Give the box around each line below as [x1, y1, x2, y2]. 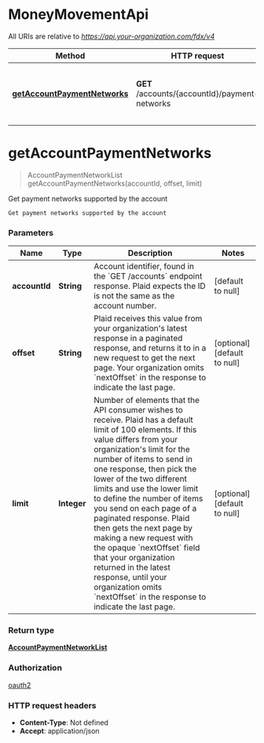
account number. [93, 301, 157, 312]
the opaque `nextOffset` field [93, 542, 200, 553]
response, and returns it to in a [93, 342, 207, 353]
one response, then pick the [93, 464, 197, 475]
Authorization [8, 663, 63, 674]
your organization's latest [93, 323, 188, 334]
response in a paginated [93, 333, 183, 344]
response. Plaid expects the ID [93, 281, 206, 292]
